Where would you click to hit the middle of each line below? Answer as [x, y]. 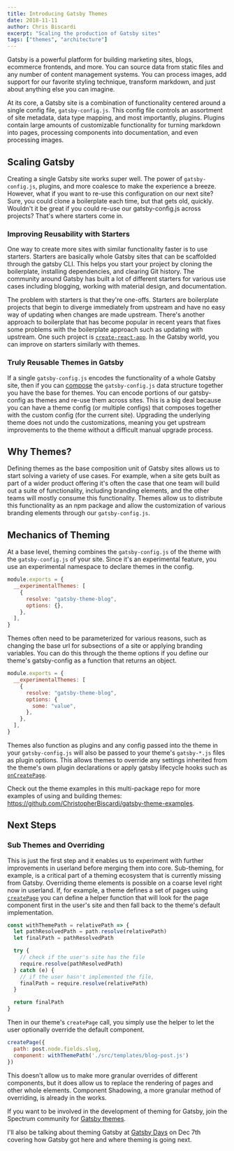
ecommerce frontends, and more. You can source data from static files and [115, 67]
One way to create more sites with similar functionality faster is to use [108, 249]
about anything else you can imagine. [61, 89]
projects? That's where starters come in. [65, 216]
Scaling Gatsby [41, 162]
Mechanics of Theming [59, 535]
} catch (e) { [34, 970]
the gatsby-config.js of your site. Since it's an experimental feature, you [112, 559]
